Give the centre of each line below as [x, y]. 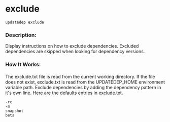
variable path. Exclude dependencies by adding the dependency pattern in [83, 87]
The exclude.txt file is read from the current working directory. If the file [80, 76]
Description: [21, 35]
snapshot [14, 111]
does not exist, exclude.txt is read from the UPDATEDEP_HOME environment [85, 82]
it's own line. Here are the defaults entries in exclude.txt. [64, 93]
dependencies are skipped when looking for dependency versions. [75, 52]
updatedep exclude [25, 22]
